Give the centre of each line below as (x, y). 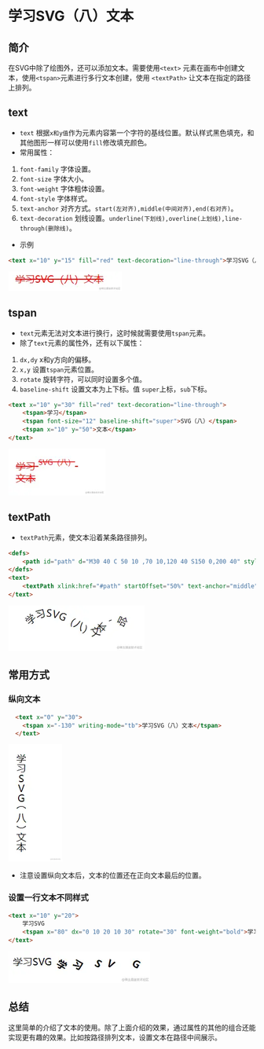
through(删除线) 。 (48, 228)
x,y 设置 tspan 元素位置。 (59, 369)
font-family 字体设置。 (57, 169)
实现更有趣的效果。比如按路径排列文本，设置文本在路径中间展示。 (115, 1037)
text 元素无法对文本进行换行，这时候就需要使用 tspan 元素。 (115, 333)
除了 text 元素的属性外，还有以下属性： (82, 343)
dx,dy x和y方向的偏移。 (57, 359)
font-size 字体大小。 (54, 178)
